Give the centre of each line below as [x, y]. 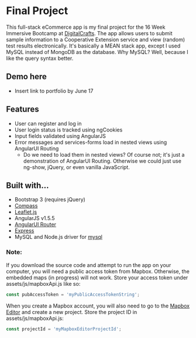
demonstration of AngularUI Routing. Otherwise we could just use [102, 161]
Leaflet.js [26, 212]
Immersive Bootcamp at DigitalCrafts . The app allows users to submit [89, 33]
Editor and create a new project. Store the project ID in [72, 312]
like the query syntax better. [40, 58]
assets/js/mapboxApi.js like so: [43, 283]
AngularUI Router [35, 225]
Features [23, 109]
